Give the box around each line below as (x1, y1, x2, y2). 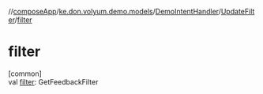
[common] (8, 69, 42, 78)
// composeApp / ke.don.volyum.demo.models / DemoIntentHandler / (8, 7, 221, 16)
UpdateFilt (220, 7, 255, 16)
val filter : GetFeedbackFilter (8, 77, 99, 86)
